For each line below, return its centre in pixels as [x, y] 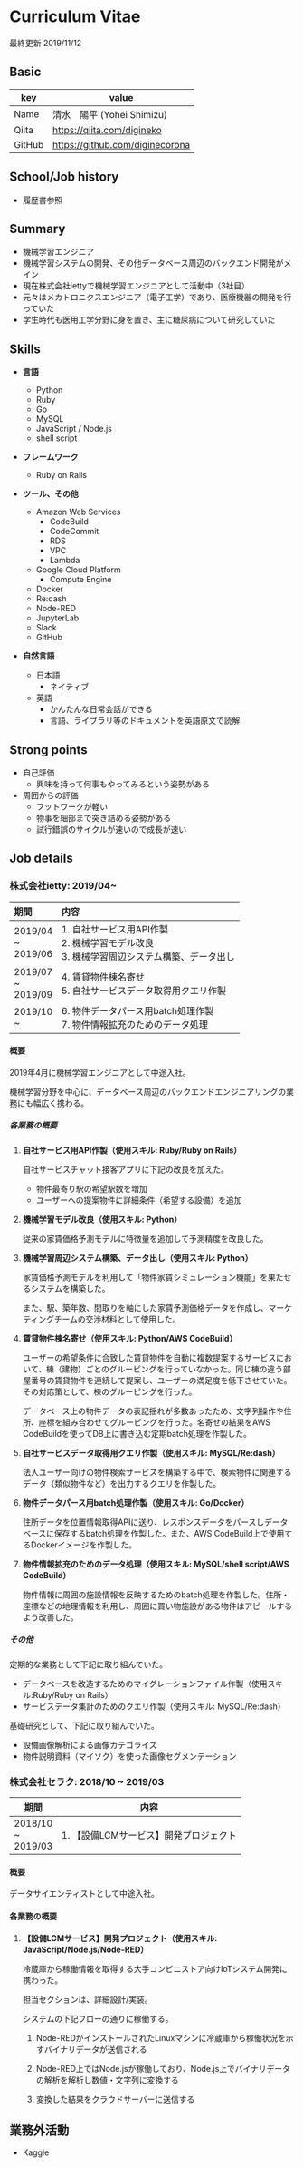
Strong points [48, 750]
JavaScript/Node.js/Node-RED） [85, 1949]
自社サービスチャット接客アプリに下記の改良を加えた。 [125, 1169]
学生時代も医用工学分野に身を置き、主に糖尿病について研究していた [149, 320]
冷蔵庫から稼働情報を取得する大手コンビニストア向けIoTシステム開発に [155, 1968]
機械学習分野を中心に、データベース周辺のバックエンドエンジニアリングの [148, 1091]
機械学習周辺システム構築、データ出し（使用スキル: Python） [137, 1257]
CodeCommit [74, 532]
